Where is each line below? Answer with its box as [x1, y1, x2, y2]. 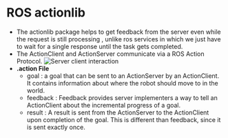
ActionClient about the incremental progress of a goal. [26, 101, 181, 109]
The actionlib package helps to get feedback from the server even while [16, 28, 221, 36]
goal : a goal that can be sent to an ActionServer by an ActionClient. [26, 71, 220, 80]
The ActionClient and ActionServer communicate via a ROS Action [16, 50, 205, 58]
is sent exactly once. [26, 123, 85, 131]
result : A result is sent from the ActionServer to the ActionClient [26, 108, 209, 117]
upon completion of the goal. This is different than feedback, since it [26, 115, 221, 124]
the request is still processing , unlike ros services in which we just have [16, 34, 221, 43]
